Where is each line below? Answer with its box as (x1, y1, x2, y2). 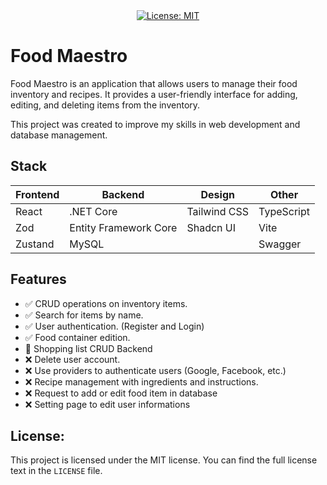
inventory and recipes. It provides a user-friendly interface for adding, (10, 88, 298, 100)
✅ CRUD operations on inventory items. (24, 297, 188, 309)
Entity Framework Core (69, 220, 178, 234)
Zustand (15, 237, 55, 251)
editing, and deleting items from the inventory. (10, 99, 201, 111)
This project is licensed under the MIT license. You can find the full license (10, 454, 318, 466)
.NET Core (69, 204, 118, 218)
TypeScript (258, 204, 310, 218)
